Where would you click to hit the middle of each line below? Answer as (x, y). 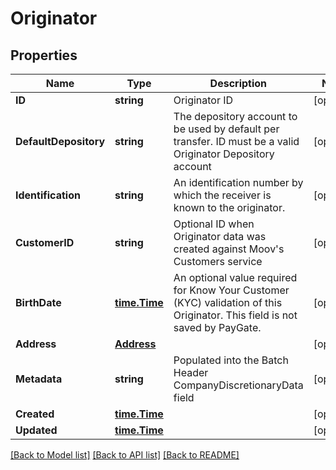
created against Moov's (229, 249)
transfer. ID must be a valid (236, 141)
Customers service (218, 261)
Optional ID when (214, 224)
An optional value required (235, 277)
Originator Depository (224, 154)
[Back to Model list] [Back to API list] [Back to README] (125, 455)
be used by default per (226, 129)
